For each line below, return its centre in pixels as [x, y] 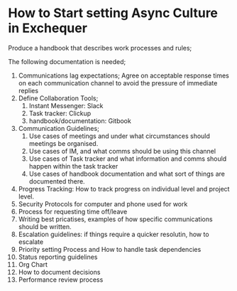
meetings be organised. [64, 143]
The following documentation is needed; [67, 61]
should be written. [45, 226]
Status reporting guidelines [58, 257]
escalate [31, 242]
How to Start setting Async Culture [113, 13]
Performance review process [61, 280]
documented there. [57, 181]
